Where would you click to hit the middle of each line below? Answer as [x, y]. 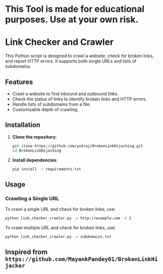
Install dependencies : [35, 160]
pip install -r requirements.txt [47, 169]
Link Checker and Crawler [59, 42]
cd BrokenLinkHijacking [37, 151]
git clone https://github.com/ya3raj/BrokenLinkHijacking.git [78, 146]
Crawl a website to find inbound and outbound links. [65, 94]
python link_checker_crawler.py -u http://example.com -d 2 [68, 218]
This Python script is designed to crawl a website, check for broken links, [80, 56]
